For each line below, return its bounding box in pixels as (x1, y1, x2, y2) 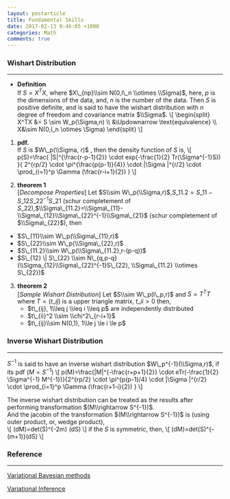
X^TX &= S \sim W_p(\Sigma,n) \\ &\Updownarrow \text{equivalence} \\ (16, 118, 217, 126)
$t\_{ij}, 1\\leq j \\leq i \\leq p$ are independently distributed (27, 305, 194, 313)
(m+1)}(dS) (7, 432, 38, 440)
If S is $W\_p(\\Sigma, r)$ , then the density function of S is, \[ (16, 146, 192, 154)
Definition (16, 80, 47, 89)
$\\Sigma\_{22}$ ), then (16, 218, 82, 227)
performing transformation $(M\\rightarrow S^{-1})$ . (7, 403, 155, 411)
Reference (7, 449, 42, 459)
